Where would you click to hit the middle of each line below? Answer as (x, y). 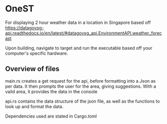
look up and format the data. (34, 106)
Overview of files (32, 69)
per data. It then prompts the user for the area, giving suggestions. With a (81, 86)
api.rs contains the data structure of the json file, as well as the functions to (83, 101)
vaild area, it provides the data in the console (51, 91)
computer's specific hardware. (37, 53)
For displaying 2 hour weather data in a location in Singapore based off (78, 22)
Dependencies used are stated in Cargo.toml (51, 116)
